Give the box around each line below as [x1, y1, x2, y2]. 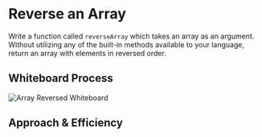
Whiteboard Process [8, 71, 114, 85]
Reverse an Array [8, 5, 127, 23]
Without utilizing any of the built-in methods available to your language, [8, 39, 245, 49]
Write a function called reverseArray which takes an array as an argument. [8, 31, 255, 41]
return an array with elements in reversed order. [8, 48, 166, 58]
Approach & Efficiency [8, 116, 123, 130]
